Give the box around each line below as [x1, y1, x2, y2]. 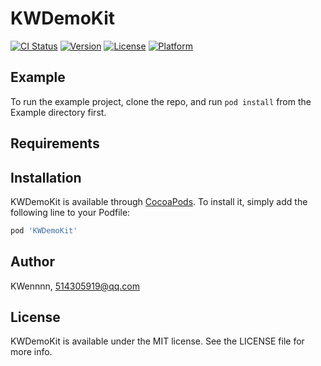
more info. [10, 346, 53, 358]
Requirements [10, 135, 100, 152]
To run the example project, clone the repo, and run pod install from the [10, 95, 312, 107]
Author [10, 253, 55, 271]
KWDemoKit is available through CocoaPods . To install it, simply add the [10, 195, 308, 207]
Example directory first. [10, 106, 107, 118]
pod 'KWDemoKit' [10, 225, 78, 236]
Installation [10, 169, 82, 186]
